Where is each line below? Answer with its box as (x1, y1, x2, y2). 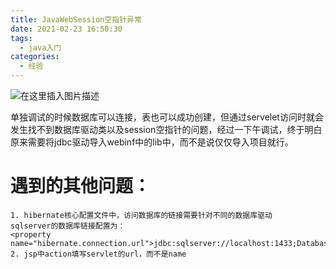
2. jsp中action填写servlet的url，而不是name (10, 249, 187, 259)
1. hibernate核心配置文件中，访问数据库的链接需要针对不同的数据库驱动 (10, 210, 273, 220)
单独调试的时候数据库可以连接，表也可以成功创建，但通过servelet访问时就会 (10, 111, 324, 123)
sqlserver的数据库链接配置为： (10, 221, 126, 231)
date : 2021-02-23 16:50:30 (10, 24, 123, 34)
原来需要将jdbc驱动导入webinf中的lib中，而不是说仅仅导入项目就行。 (10, 136, 294, 148)
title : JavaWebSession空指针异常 (10, 14, 142, 25)
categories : (10, 52, 60, 62)
